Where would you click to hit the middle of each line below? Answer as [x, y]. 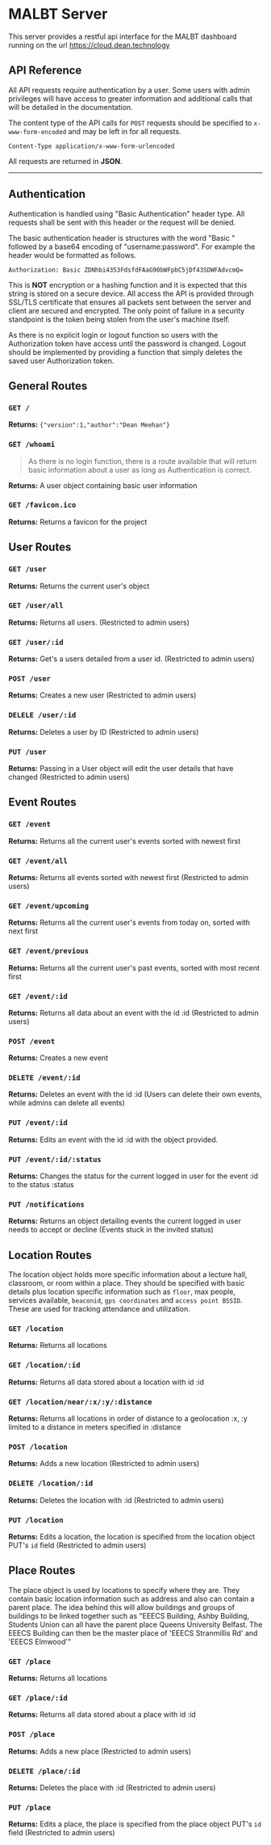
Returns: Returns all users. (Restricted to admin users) [99, 622]
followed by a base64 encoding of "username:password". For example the [132, 246]
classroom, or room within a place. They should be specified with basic [127, 1283]
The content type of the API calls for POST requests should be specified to [130, 123]
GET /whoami [32, 444]
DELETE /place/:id [44, 1771]
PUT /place [29, 1807]
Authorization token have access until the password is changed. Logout [127, 343]
